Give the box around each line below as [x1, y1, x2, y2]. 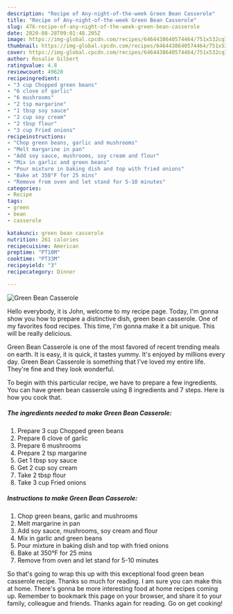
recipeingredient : [7, 74, 60, 82]
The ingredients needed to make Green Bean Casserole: [7, 409, 172, 417]
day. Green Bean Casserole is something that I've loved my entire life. [7, 357, 206, 366]
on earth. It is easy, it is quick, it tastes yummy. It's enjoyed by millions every [7, 350, 225, 358]
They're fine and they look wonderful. [7, 364, 115, 373]
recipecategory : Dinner [7, 268, 76, 275]
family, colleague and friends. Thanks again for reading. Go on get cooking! [7, 599, 223, 607]
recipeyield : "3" [7, 262, 58, 269]
